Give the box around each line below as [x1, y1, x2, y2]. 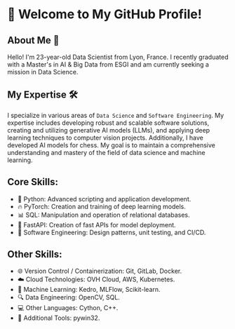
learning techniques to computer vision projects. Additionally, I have [7, 133, 203, 142]
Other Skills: [7, 248, 62, 260]
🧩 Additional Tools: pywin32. [17, 314, 100, 322]
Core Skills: [7, 176, 58, 188]
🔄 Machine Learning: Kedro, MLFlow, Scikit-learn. [17, 286, 161, 294]
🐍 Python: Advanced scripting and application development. [17, 194, 192, 203]
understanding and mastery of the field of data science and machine [7, 148, 206, 156]
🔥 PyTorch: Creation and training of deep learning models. [17, 202, 186, 210]
